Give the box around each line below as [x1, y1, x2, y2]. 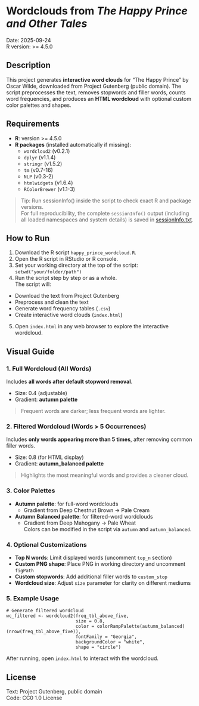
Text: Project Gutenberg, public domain [6, 688, 102, 695]
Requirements [6, 119, 60, 129]
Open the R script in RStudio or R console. [14, 255, 118, 263]
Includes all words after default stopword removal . [6, 378, 133, 386]
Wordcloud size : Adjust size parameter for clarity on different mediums [14, 579, 191, 586]
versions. [20, 203, 43, 210]
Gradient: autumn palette [14, 396, 78, 403]
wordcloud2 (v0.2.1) [23, 147, 70, 155]
